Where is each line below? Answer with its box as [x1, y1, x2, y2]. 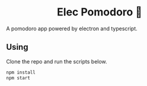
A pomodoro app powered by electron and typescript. [6, 25, 138, 32]
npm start [6, 75, 31, 81]
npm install [6, 69, 36, 75]
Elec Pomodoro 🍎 [57, 5, 142, 19]
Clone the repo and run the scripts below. [6, 58, 108, 65]
